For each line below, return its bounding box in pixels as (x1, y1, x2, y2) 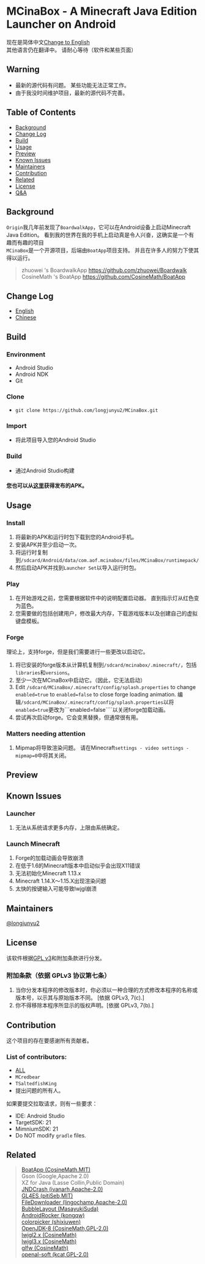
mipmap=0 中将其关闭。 (15, 751, 70, 759)
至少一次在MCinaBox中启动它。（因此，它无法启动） (15, 676, 146, 684)
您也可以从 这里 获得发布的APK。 (6, 482, 88, 490)
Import (6, 422, 27, 431)
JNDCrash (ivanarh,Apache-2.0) (21, 1185, 103, 1193)
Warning (6, 64, 40, 75)
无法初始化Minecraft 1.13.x (15, 870, 81, 877)
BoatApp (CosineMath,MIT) (21, 1166, 91, 1174)
